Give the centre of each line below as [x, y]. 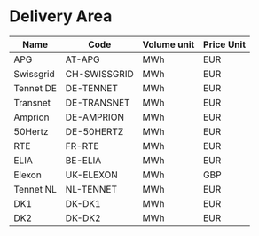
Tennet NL [35, 189]
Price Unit [224, 44]
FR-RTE [82, 146]
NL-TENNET [91, 189]
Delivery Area [61, 16]
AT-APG [82, 59]
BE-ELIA [83, 160]
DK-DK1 [83, 203]
